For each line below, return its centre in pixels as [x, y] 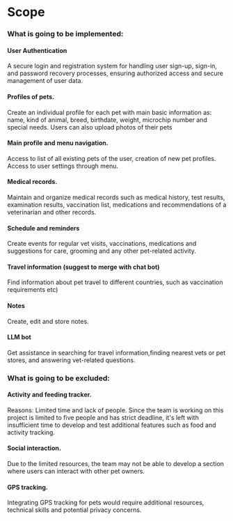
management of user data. [45, 81]
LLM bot [19, 337]
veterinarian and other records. [52, 212]
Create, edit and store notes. [48, 321]
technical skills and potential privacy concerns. [74, 510]
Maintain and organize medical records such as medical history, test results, [116, 197]
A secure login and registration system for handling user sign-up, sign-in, [112, 66]
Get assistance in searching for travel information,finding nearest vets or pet [116, 352]
